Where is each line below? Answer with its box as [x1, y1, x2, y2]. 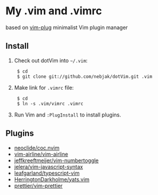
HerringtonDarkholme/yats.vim [14, 175, 90, 183]
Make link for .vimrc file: [14, 84, 74, 91]
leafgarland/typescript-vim [14, 169, 80, 177]
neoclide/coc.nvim [14, 144, 60, 151]
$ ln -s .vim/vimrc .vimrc [17, 100, 83, 106]
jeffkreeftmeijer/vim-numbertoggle [14, 156, 99, 164]
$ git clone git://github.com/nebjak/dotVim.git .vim [17, 73, 153, 80]
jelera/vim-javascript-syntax [14, 163, 83, 170]
